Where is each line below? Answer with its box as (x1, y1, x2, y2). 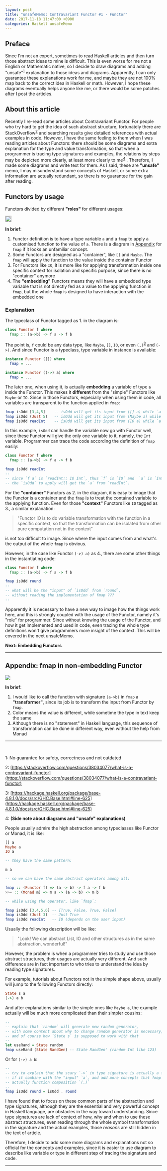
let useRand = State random (5, 1043, 64, 1048)
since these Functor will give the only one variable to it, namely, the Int (5, 433, 151, 439)
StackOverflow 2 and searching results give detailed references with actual (5, 129, 158, 136)
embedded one (12, 294, 44, 300)
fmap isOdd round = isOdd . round (5, 1089, 77, 1094)
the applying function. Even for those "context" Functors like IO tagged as (5, 500, 158, 506)
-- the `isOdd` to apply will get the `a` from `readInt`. (5, 480, 130, 485)
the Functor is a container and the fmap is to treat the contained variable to (5, 495, 157, 501)
